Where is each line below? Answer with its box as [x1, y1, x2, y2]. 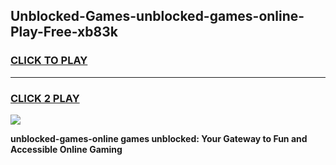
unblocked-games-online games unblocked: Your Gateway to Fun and [10, 132, 308, 144]
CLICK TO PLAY [10, 54, 88, 68]
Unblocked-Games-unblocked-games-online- [10, 8, 305, 25]
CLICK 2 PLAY [10, 91, 80, 105]
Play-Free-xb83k [10, 24, 118, 41]
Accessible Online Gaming [10, 143, 123, 155]
